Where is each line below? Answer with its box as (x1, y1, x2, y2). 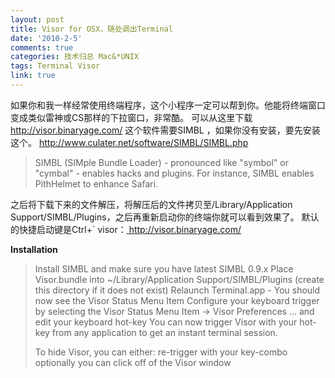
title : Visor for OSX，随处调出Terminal (10, 24, 173, 34)
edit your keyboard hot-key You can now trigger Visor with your (34, 316, 298, 328)
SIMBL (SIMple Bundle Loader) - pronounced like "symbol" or (34, 156, 289, 168)
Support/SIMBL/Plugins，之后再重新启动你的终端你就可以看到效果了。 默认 (10, 211, 320, 223)
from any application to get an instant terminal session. (51, 326, 278, 338)
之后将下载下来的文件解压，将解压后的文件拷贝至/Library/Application (10, 198, 293, 210)
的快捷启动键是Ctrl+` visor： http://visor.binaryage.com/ (10, 223, 242, 235)
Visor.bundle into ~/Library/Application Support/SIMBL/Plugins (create (34, 273, 325, 285)
